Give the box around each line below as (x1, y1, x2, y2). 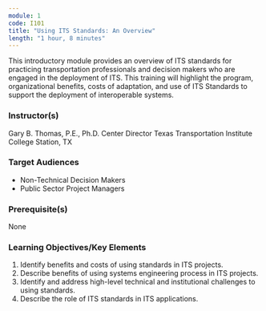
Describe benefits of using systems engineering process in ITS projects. (19, 269, 259, 278)
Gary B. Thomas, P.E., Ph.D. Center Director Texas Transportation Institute (8, 128, 252, 138)
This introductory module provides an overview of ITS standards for (8, 56, 232, 66)
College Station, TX (8, 137, 72, 147)
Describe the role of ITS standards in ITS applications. (19, 294, 199, 304)
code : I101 (8, 19, 45, 27)
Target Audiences (8, 157, 80, 168)
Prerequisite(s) (8, 204, 68, 215)
